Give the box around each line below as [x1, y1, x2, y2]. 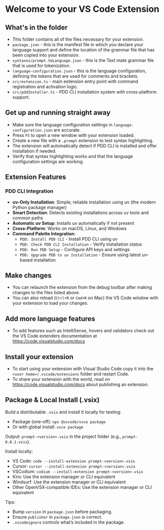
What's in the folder [5, 23, 68, 32]
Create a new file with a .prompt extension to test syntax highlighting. [12, 137, 154, 143]
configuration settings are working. [12, 159, 84, 164]
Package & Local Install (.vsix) [5, 396, 100, 404]
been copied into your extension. [12, 52, 80, 58]
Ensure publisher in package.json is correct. [12, 514, 103, 520]
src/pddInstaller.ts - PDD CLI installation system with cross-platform [12, 89, 157, 95]
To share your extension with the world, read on [12, 376, 110, 382]
